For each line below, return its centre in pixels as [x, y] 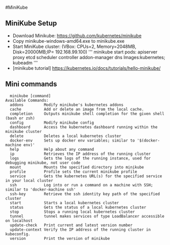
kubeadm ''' [25, 63]
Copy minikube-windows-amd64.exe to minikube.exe [69, 41]
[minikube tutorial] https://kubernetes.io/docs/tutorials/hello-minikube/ [87, 68]
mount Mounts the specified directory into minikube [77, 167]
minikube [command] [30, 96]
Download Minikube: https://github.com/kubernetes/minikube [77, 36]
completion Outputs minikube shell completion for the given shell [87, 114]
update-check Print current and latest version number [71, 225]
